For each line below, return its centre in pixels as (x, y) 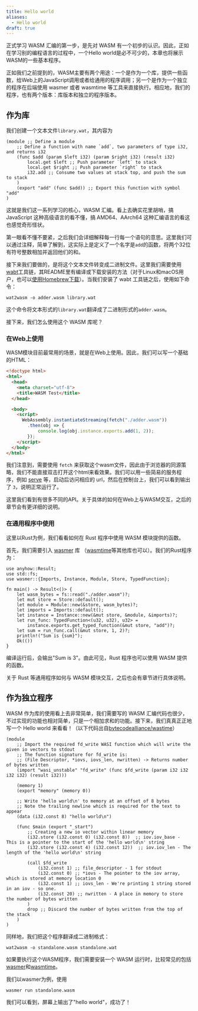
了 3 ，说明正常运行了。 (34, 487)
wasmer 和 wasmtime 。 (33, 966)
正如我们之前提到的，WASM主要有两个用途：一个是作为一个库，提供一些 (94, 73)
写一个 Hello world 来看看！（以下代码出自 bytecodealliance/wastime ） (92, 728)
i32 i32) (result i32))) (37, 775)
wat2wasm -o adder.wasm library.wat (51, 298)
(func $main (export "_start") (55, 827)
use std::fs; (22, 574)
